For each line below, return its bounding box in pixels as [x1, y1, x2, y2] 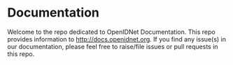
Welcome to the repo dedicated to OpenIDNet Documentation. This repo [7, 28, 216, 36]
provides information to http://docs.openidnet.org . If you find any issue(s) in [7, 35, 226, 43]
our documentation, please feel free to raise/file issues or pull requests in [7, 42, 218, 50]
